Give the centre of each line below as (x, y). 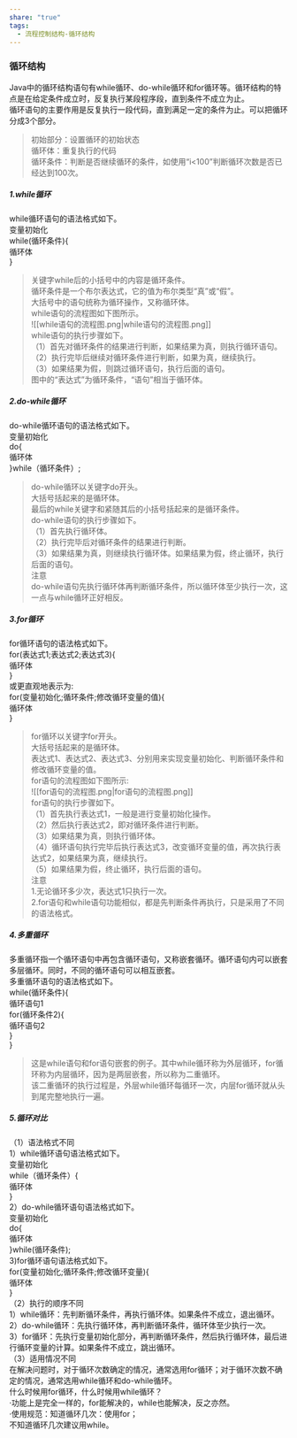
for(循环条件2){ (37, 1014)
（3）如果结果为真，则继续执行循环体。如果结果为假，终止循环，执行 (157, 553)
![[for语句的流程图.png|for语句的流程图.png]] (112, 791)
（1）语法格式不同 (42, 1142)
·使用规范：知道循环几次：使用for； (74, 1413)
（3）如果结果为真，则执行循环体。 (95, 835)
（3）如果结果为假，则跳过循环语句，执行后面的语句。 (130, 368)
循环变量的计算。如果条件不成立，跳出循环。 (98, 1347)
